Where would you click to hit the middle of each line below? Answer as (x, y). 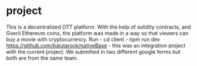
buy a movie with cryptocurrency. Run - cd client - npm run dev (83, 39)
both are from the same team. (42, 58)
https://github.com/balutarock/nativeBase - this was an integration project (96, 46)
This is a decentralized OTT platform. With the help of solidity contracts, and (98, 27)
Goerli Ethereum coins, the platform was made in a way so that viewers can (97, 33)
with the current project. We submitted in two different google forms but (93, 51)
